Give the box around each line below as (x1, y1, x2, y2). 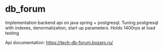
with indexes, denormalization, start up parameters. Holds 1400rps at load (5, 25, 156, 30)
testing (5, 30, 19, 36)
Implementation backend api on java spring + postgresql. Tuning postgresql (5, 20, 159, 25)
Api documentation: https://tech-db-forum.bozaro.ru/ (5, 39, 113, 45)
